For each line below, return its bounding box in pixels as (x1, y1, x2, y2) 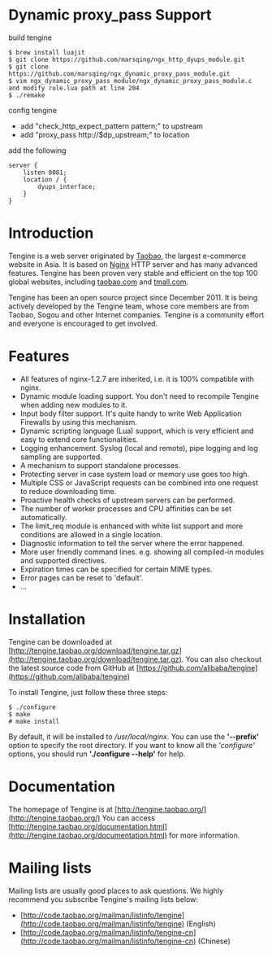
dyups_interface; (37, 182, 96, 190)
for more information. (169, 830, 240, 840)
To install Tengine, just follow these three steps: (8, 687, 168, 697)
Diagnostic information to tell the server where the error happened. (19, 538, 245, 548)
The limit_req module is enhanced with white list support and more (19, 521, 244, 531)
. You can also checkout (181, 654, 262, 664)
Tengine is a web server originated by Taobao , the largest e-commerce (8, 251, 246, 260)
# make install (8, 717, 60, 725)
